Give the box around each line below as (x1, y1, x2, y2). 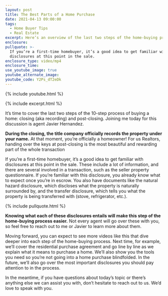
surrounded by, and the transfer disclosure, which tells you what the (5, 188, 146, 194)
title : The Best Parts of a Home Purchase (5, 12, 95, 17)
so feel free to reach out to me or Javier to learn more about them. (5, 223, 141, 229)
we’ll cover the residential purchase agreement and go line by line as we (5, 243, 154, 249)
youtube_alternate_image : (5, 72, 59, 77)
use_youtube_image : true (5, 68, 57, 73)
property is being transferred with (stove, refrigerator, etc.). (5, 193, 127, 199)
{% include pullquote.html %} (5, 203, 66, 209)
